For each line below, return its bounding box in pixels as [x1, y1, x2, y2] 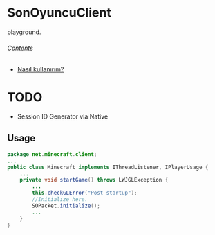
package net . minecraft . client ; [7, 150, 97, 157]
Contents [7, 44, 33, 52]
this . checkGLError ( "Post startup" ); [32, 189, 138, 197]
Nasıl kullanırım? [17, 65, 64, 73]
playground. [7, 28, 41, 36]
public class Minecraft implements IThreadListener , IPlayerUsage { [7, 164, 209, 171]
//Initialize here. [32, 196, 88, 203]
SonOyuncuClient [7, 5, 112, 21]
